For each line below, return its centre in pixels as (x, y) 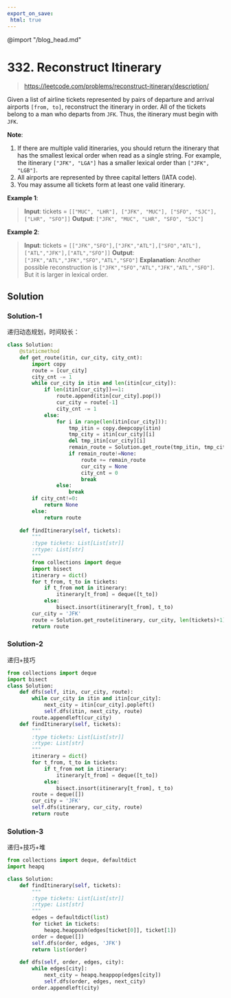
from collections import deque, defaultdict (72, 860)
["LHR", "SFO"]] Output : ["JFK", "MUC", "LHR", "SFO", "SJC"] (114, 219)
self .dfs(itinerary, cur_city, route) (87, 807)
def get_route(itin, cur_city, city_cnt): (81, 358)
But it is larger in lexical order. (66, 275)
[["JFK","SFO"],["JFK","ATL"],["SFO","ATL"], (135, 246)
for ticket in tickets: (66, 924)
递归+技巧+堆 (26, 847)
